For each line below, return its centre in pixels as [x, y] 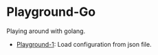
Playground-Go [51, 12]
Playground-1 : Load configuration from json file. [84, 44]
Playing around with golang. [46, 31]
